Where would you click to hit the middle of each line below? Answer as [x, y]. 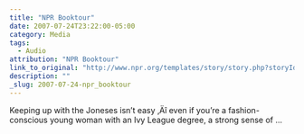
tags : [19, 43]
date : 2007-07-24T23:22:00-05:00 [72, 26]
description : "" [40, 76]
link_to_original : [44, 68]
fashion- [244, 110]
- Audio [32, 51]
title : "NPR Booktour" [52, 18]
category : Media [40, 34]
